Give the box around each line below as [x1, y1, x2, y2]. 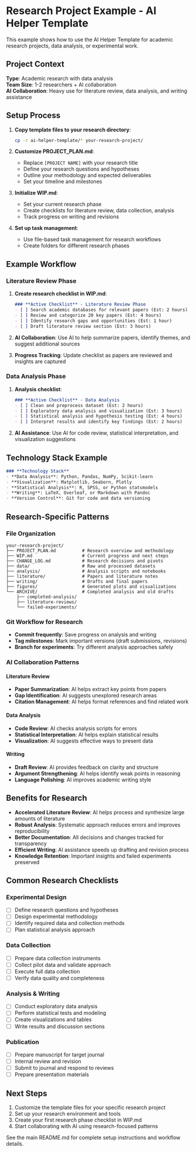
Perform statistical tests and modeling [14, 1009, 106, 1017]
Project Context [6, 59, 64, 69]
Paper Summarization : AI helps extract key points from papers [14, 686, 167, 693]
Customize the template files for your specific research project [14, 1104, 166, 1111]
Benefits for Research [6, 793, 87, 803]
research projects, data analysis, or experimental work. [6, 42, 139, 49]
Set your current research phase [23, 201, 102, 208]
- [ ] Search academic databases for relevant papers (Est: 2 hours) [14, 307, 188, 313]
